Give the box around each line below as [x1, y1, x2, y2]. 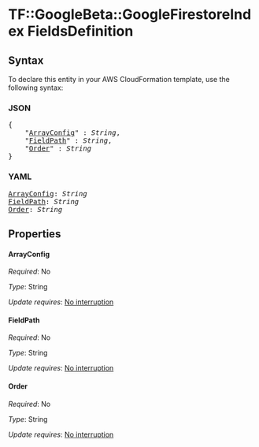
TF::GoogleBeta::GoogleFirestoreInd [8, 6, 252, 24]
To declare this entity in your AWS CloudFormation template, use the [8, 75, 230, 84]
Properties [8, 227, 61, 240]
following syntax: [8, 83, 64, 92]
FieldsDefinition [27, 22, 134, 40]
